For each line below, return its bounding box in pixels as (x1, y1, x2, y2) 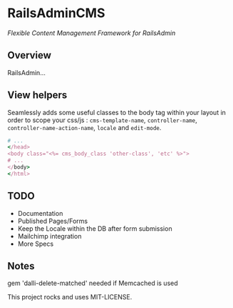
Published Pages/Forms (17, 217, 88, 225)
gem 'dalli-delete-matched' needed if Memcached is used (7, 279, 178, 287)
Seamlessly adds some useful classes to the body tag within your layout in (7, 108, 227, 116)
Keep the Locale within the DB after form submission (17, 224, 172, 233)
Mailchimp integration (17, 232, 82, 240)
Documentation (17, 209, 63, 217)
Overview (7, 49, 52, 61)
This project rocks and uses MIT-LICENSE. (7, 293, 133, 302)
